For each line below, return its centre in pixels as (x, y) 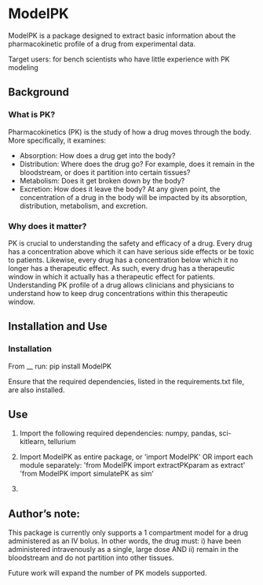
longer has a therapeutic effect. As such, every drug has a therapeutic (122, 268)
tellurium (62, 442)
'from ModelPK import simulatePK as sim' (87, 474)
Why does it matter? (47, 226)
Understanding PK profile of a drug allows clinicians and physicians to (121, 285)
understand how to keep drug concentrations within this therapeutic (118, 293)
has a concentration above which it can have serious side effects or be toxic (131, 251)
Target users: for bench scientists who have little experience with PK (119, 59)
